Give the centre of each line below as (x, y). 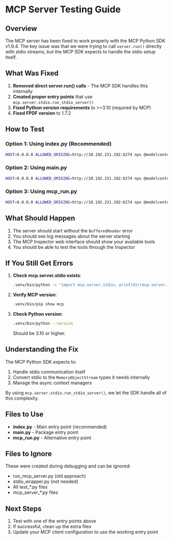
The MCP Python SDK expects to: (41, 362)
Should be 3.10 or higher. (39, 333)
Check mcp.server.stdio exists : (47, 276)
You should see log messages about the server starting (71, 236)
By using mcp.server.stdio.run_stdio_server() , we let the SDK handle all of (86, 392)
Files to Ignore (29, 454)
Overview (21, 29)
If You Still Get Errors (39, 263)
